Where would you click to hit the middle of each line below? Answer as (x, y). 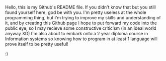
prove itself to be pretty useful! (37, 44)
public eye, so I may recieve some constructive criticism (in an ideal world (81, 28)
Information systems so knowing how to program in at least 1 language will (81, 39)
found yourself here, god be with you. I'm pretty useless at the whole (76, 12)
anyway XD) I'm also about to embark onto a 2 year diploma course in (77, 33)
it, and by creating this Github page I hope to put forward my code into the (81, 23)
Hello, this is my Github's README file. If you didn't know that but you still (81, 7)
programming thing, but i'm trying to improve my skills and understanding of (83, 18)
